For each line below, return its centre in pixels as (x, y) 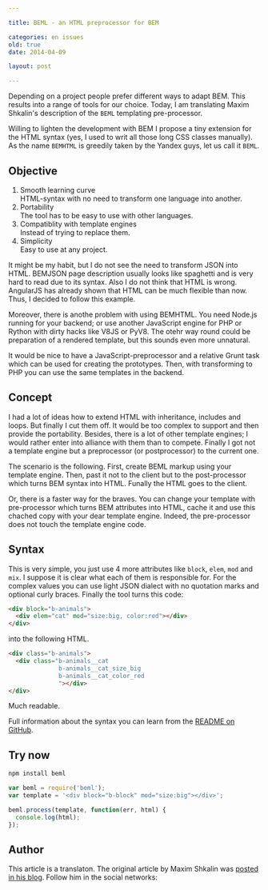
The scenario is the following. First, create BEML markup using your (120, 466)
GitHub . (21, 730)
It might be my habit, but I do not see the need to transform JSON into (123, 265)
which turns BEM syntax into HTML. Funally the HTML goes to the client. (128, 483)
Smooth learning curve (58, 190)
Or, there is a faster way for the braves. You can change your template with (132, 499)
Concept (30, 398)
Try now (29, 755)
